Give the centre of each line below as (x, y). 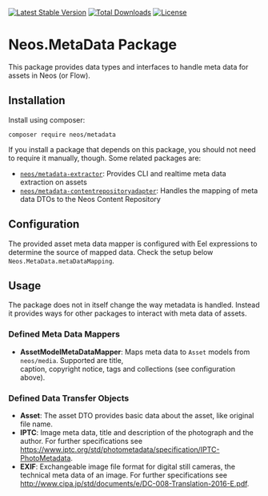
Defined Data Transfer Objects (69, 398)
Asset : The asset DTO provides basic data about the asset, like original (137, 415)
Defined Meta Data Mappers (64, 334)
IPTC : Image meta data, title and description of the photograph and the (136, 432)
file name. (36, 424)
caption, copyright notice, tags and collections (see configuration (128, 369)
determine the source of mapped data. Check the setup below (111, 252)
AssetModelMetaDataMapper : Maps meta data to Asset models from (135, 352)
